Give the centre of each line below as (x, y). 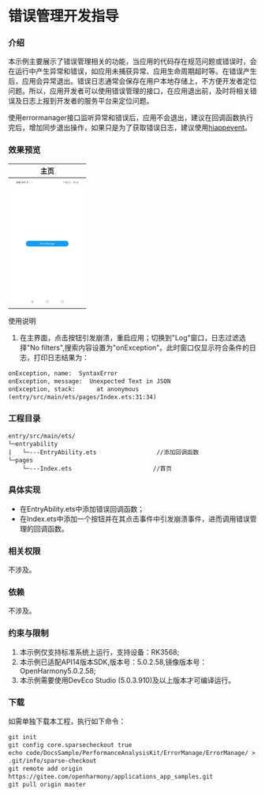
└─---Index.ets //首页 (97, 469)
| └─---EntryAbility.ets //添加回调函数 (104, 452)
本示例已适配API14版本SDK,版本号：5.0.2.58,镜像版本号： (113, 662)
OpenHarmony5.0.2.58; (58, 670)
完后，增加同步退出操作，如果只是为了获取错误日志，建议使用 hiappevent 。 (130, 128)
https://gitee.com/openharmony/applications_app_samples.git (111, 776)
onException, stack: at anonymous (74, 389)
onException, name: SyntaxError (63, 374)
